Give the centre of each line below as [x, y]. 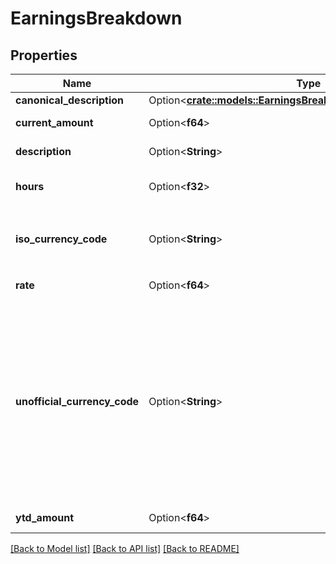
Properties [44, 55]
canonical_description [69, 100]
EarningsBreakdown [96, 18]
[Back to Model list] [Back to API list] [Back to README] [125, 548]
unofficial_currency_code [77, 401]
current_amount [54, 122]
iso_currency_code [61, 239]
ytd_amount [45, 517]
